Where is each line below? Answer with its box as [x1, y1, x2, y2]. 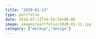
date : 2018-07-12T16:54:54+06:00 [5, 17, 76, 22]
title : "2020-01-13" [5, 7, 49, 13]
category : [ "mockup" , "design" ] [5, 26, 71, 31]
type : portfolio [5, 12, 39, 17]
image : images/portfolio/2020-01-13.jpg [5, 21, 92, 27]
